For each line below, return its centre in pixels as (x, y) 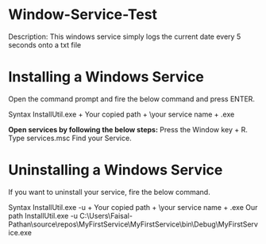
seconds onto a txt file (45, 44)
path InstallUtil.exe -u (43, 215)
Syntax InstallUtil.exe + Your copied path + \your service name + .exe (121, 114)
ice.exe (20, 232)
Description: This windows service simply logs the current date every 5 (125, 36)
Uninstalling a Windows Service (116, 170)
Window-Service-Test (83, 15)
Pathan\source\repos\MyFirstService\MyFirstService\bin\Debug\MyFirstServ (133, 224)
